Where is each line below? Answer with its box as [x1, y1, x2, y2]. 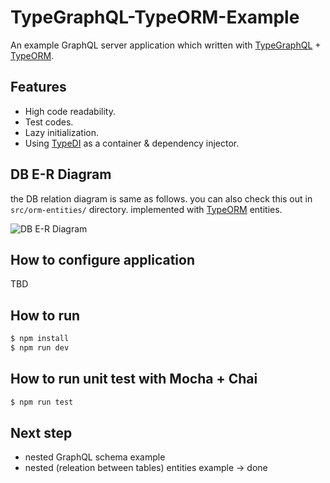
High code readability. [24, 105, 116, 117]
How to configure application [10, 251, 195, 268]
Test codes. [24, 116, 74, 128]
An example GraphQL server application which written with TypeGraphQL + [10, 39, 322, 51]
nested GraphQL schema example [24, 451, 166, 463]
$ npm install [10, 334, 70, 344]
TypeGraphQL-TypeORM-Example [10, 6, 300, 29]
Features [10, 79, 67, 96]
